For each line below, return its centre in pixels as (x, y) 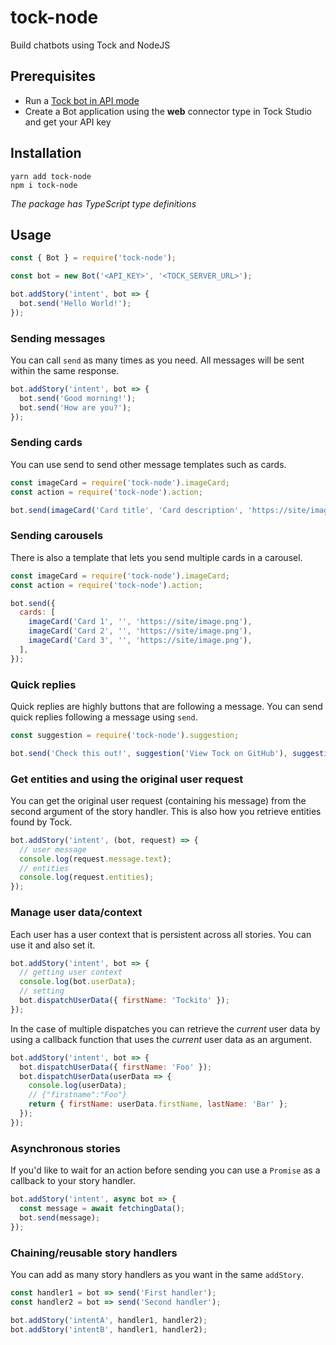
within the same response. (65, 371)
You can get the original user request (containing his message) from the (158, 800)
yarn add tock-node (51, 176)
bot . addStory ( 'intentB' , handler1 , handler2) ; (109, 1329)
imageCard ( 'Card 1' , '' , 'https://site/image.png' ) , (140, 622)
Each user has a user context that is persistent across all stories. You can (161, 934)
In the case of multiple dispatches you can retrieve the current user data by (165, 1028)
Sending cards (46, 443)
